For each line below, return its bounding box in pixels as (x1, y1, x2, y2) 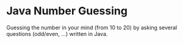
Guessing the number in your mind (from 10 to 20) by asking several (6, 24, 178, 31)
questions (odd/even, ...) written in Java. (6, 30, 108, 37)
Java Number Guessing (6, 4, 128, 18)
